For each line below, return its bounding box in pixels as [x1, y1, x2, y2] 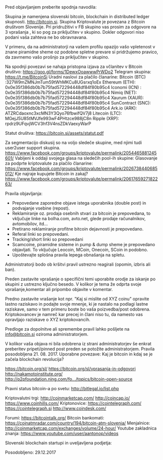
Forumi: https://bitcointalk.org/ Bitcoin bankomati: [5, 415, 105, 420]
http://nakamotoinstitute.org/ [5, 371, 63, 376]
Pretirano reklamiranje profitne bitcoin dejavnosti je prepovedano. [12, 226, 144, 231]
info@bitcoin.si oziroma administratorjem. [5, 332, 89, 337]
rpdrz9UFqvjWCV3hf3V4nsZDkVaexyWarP [5, 121, 91, 126]
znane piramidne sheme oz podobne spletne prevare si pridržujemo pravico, [5, 49, 158, 55]
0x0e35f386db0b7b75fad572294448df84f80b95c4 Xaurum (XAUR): [5, 95, 144, 101]
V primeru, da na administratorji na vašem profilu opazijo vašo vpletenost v [5, 44, 156, 49]
